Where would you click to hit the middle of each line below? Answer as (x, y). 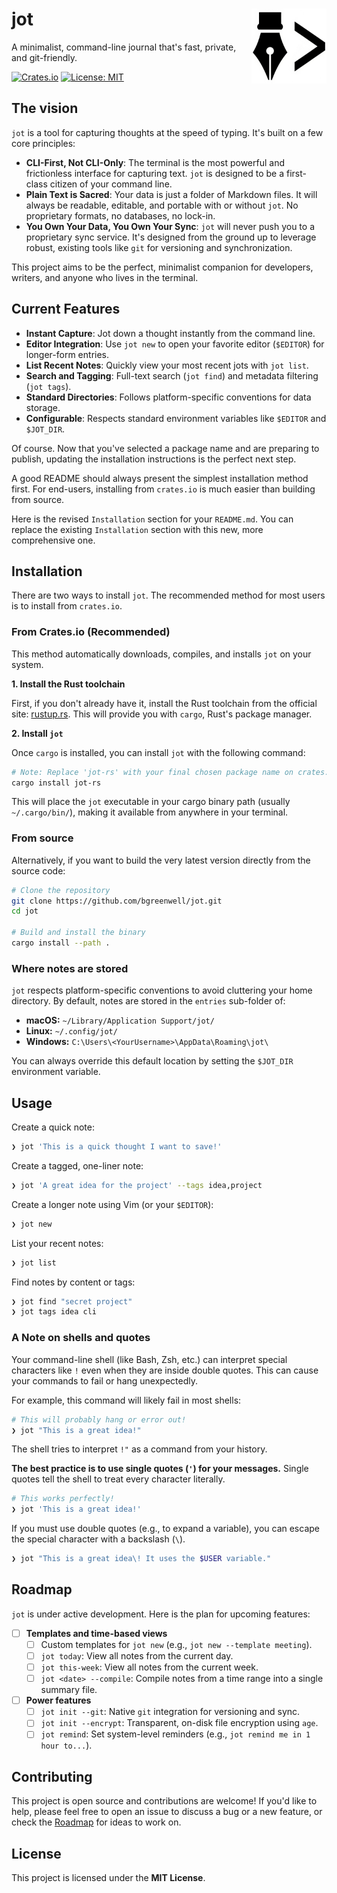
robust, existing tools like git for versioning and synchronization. (159, 247)
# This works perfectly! (63, 1499)
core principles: (43, 143)
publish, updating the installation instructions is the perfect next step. (154, 459)
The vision (45, 108)
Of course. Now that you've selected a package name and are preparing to (165, 448)
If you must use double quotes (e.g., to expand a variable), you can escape (165, 1529)
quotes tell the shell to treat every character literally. (118, 1479)
